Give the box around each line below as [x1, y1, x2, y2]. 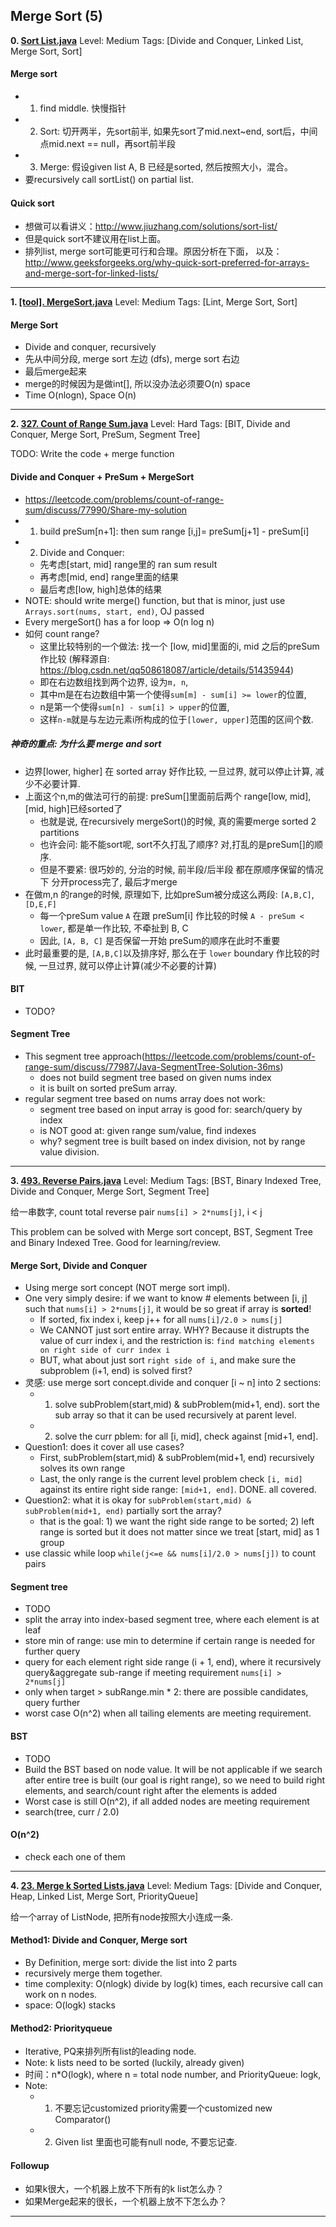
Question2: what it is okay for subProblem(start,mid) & [24, 1494, 252, 1506]
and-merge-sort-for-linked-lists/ [24, 267, 159, 279]
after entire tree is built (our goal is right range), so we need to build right [24, 1774, 326, 1786]
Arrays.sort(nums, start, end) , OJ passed [24, 605, 205, 617]
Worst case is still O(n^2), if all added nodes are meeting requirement [24, 1795, 310, 1807]
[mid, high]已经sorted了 [24, 802, 123, 814]
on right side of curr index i [39, 1345, 171, 1356]
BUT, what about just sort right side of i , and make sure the [39, 1354, 297, 1366]
